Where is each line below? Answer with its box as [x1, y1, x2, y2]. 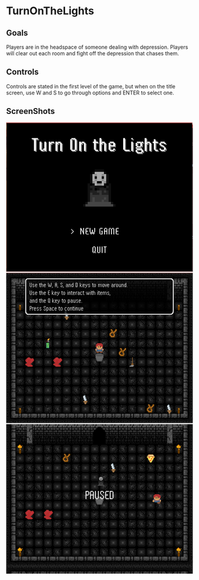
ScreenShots [6, 106, 55, 116]
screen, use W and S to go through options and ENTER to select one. [6, 89, 175, 96]
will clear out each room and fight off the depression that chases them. [6, 50, 179, 57]
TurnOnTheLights [6, 4, 95, 18]
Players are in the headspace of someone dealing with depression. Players [6, 43, 188, 50]
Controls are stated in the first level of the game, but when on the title [6, 83, 176, 90]
